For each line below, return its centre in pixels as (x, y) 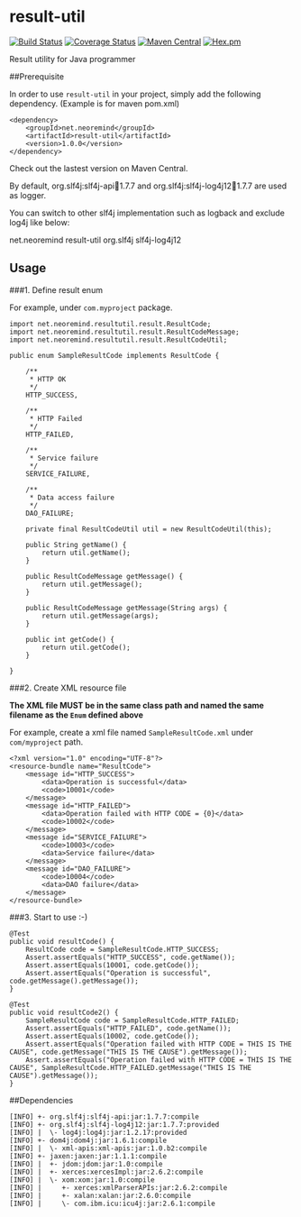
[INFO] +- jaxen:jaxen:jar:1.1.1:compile (88, 1156)
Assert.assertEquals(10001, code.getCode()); (113, 965)
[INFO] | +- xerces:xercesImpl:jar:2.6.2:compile (106, 1172)
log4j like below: (40, 222)
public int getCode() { (70, 639)
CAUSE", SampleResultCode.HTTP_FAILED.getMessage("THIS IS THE (131, 1067)
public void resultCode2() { (64, 1012)
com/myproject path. (46, 742)
